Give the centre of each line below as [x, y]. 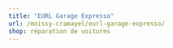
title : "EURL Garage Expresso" [61, 16]
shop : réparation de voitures [60, 31]
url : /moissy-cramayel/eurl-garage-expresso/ [86, 24]
